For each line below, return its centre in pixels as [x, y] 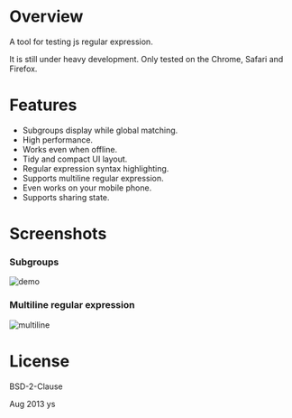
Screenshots [58, 234]
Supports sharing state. [66, 197]
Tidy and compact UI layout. [75, 159]
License [40, 361]
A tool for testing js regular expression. [81, 42]
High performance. [57, 139]
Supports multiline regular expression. [93, 178]
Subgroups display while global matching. [100, 130]
